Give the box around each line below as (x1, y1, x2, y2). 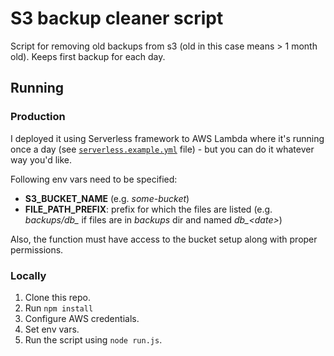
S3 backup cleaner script (10, 7, 224, 30)
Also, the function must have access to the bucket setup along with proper (10, 233, 318, 245)
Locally (10, 268, 47, 282)
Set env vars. (24, 323, 80, 335)
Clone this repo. (24, 291, 91, 303)
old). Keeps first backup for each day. (10, 50, 166, 62)
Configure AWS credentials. (24, 312, 140, 324)
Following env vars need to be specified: (10, 173, 178, 185)
